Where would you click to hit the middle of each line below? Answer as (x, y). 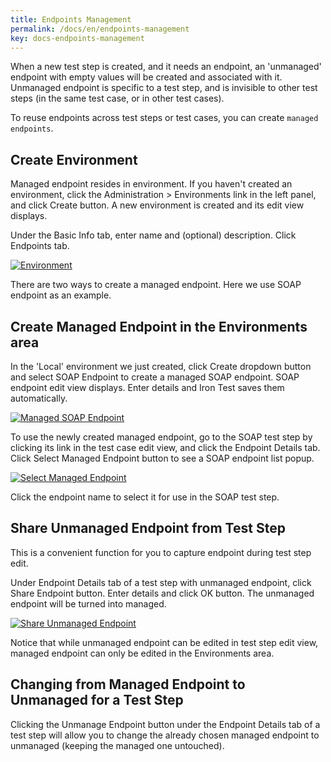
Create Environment (74, 159)
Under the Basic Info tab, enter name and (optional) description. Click (153, 235)
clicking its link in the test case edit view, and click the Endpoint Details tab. (165, 447)
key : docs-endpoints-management (77, 38)
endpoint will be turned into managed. (88, 603)
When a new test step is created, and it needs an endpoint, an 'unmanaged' (166, 67)
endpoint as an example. (61, 295)
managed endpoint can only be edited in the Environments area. (142, 653)
